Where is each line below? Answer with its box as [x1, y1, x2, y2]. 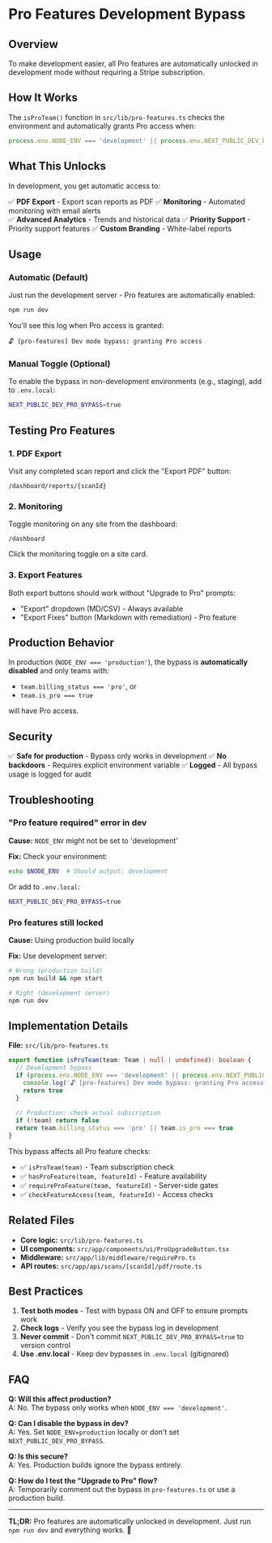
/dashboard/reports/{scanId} [8, 482, 107, 490]
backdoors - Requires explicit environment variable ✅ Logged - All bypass [8, 760, 257, 770]
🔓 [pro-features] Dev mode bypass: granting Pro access [8, 338, 202, 346]
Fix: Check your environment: [8, 851, 108, 861]
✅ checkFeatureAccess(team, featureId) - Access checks [19, 1189, 214, 1199]
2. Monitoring [8, 500, 63, 512]
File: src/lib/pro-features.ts [8, 1040, 109, 1050]
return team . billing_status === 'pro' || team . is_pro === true [15, 1124, 233, 1133]
